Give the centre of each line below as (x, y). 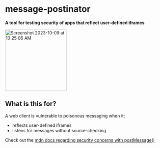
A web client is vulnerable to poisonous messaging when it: (65, 116)
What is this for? (31, 104)
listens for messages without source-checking (59, 130)
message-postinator (48, 9)
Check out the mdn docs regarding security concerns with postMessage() (80, 140)
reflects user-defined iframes (42, 125)
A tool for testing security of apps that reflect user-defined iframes (75, 23)
